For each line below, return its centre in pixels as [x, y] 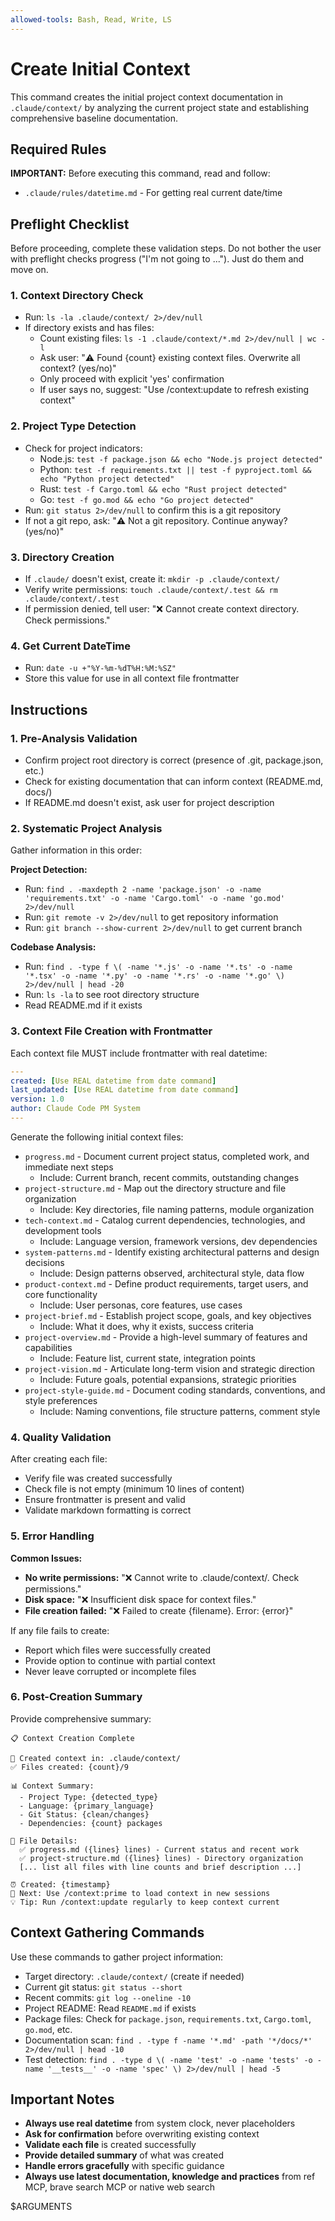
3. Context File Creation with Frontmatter [111, 1031]
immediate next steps [69, 1167]
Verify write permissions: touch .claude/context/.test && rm [151, 590]
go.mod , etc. [48, 2029]
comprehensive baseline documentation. [94, 118]
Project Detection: [49, 870]
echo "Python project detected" [107, 479]
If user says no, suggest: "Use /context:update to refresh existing [174, 390]
